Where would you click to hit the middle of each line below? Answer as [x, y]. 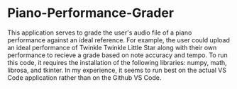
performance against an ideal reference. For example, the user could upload [119, 40]
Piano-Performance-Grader [91, 13]
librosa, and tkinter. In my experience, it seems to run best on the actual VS [117, 70]
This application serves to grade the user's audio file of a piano [100, 32]
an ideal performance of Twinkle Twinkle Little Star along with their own [112, 47]
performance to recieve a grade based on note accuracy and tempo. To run [118, 55]
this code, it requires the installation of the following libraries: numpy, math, [117, 62]
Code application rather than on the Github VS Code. [84, 77]
